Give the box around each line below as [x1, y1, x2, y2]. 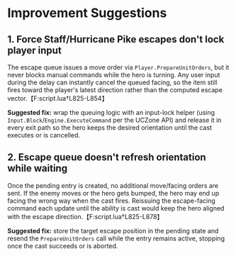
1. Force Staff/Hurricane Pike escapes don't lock [7, 33, 225, 45]
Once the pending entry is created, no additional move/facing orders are [7, 181, 219, 189]
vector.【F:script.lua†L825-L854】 [7, 94, 108, 102]
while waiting [7, 162, 68, 174]
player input [7, 44, 62, 56]
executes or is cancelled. [7, 131, 80, 139]
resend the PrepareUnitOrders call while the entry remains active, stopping [7, 234, 225, 243]
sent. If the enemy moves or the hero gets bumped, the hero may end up [7, 189, 220, 197]
